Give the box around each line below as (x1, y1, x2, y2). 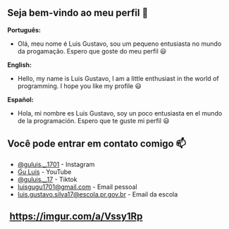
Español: (7, 95, 34, 104)
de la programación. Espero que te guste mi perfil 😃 (17, 116, 171, 125)
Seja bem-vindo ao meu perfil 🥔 (7, 7, 149, 19)
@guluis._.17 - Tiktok (17, 175, 78, 183)
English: (7, 61, 32, 69)
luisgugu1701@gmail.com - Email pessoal (17, 182, 137, 191)
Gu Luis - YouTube (17, 167, 72, 176)
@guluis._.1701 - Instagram (17, 160, 95, 168)
